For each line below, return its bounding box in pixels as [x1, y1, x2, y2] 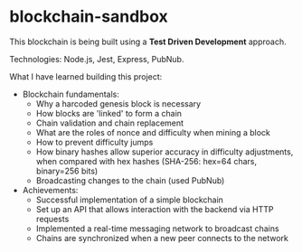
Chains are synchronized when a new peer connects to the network [35, 232, 289, 243]
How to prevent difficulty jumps [35, 136, 154, 147]
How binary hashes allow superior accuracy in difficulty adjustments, [35, 146, 294, 157]
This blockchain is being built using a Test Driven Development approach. [9, 36, 287, 47]
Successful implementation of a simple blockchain [35, 194, 224, 205]
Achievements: [22, 184, 79, 195]
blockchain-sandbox [9, 6, 169, 27]
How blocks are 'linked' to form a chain [35, 107, 183, 118]
